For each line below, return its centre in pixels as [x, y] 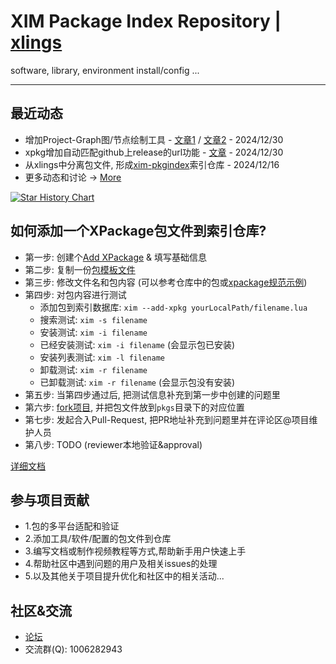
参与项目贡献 [50, 500]
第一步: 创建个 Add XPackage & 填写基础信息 [116, 257]
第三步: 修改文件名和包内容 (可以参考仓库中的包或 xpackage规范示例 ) [166, 282]
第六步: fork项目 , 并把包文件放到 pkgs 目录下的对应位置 [134, 407]
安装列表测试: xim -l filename [102, 357]
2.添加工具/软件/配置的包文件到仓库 [98, 539]
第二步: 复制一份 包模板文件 [80, 269]
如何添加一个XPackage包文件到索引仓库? [138, 231]
